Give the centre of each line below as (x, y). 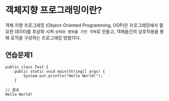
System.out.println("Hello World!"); (63, 76)
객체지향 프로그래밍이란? (54, 10)
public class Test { (27, 67)
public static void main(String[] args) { (60, 71)
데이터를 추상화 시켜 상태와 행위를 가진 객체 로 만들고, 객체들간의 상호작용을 (87, 31)
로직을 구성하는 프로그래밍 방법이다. (46, 38)
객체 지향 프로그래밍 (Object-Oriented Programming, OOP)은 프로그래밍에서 (82, 25)
